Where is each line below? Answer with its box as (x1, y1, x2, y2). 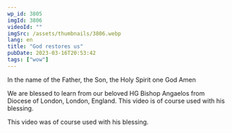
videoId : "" (7, 23, 42, 30)
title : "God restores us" (7, 43, 83, 50)
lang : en (7, 37, 33, 44)
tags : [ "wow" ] (7, 56, 49, 63)
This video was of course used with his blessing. (7, 118, 149, 126)
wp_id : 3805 (7, 10, 42, 18)
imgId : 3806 (7, 17, 42, 24)
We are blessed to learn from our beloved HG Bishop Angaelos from (7, 89, 205, 97)
